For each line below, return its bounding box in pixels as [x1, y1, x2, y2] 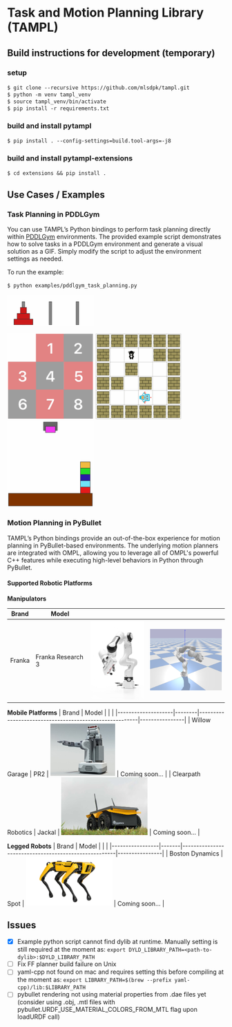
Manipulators [7, 594, 47, 603]
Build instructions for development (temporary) [7, 47, 215, 59]
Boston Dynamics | [169, 849, 223, 858]
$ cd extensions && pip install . [7, 170, 107, 177]
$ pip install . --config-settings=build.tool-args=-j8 [7, 138, 171, 144]
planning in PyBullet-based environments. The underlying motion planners [7, 541, 219, 549]
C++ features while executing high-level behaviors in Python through [7, 556, 204, 564]
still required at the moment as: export [17, 945, 126, 954]
